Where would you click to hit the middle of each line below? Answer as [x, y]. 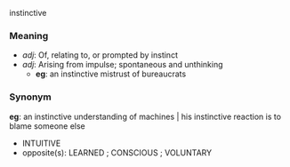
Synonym [30, 97]
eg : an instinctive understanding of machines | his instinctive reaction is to [145, 116]
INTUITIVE [41, 143]
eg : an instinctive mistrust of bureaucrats [111, 74]
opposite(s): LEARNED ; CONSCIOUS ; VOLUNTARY [117, 152]
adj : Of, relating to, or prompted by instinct [100, 55]
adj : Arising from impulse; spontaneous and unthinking [123, 65]
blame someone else [48, 126]
